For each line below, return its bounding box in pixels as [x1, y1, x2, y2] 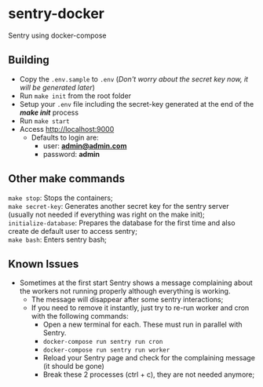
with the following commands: [31, 312, 129, 321]
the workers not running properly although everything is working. [19, 287, 231, 296]
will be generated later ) [19, 82, 96, 92]
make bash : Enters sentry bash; [8, 235, 108, 244]
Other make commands [8, 172, 126, 185]
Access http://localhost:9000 [19, 124, 115, 133]
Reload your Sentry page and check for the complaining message [42, 353, 255, 363]
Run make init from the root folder [19, 91, 132, 100]
